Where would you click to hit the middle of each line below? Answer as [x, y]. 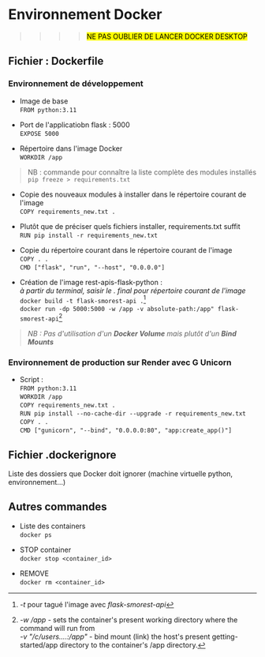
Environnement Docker [85, 15]
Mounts [40, 342]
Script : [31, 380]
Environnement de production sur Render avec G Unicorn [120, 362]
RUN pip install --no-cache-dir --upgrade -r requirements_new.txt [132, 414]
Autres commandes [58, 507]
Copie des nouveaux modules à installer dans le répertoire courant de [133, 194]
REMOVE [34, 573]
